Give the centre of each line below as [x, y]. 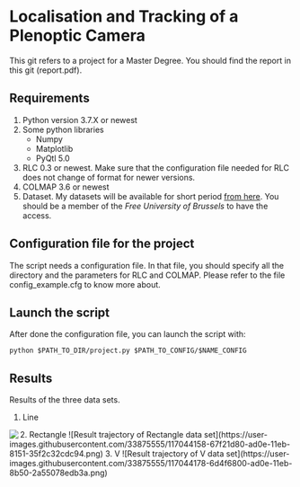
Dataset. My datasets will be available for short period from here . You [150, 196]
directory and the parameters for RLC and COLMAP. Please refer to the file [147, 275]
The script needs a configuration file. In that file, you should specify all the [147, 265]
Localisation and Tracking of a [124, 17]
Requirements [49, 98]
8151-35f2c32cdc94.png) [56, 454]
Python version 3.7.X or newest [79, 120]
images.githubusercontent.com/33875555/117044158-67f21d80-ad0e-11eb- [150, 444]
